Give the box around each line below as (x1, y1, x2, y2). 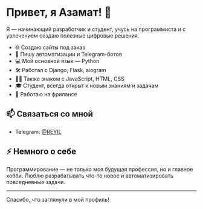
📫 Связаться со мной (6, 109, 94, 119)
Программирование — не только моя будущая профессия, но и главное (6, 165, 193, 173)
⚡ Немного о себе (6, 147, 77, 157)
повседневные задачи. (6, 178, 65, 185)
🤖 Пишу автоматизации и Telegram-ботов (14, 50, 123, 58)
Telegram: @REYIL (14, 128, 62, 135)
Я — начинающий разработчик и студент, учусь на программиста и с (6, 25, 186, 33)
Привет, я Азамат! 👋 (6, 5, 112, 19)
